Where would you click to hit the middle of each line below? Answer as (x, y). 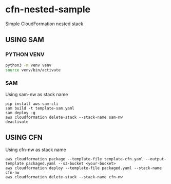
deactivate (17, 122)
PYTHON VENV (25, 54)
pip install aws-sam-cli (32, 104)
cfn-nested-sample (48, 10)
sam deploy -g (21, 113)
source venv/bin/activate (33, 70)
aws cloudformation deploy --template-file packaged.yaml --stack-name (83, 168)
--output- (156, 159)
